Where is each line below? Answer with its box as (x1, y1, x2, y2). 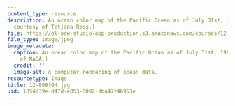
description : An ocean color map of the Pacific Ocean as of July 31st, (7, 17, 224, 24)
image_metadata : (7, 43, 55, 50)
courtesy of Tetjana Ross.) (13, 23, 96, 30)
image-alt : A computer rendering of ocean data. (13, 68, 158, 75)
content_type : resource (7, 10, 77, 17)
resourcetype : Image (7, 75, 68, 82)
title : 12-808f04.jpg (7, 82, 71, 89)
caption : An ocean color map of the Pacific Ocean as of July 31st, (13, 50, 218, 56)
